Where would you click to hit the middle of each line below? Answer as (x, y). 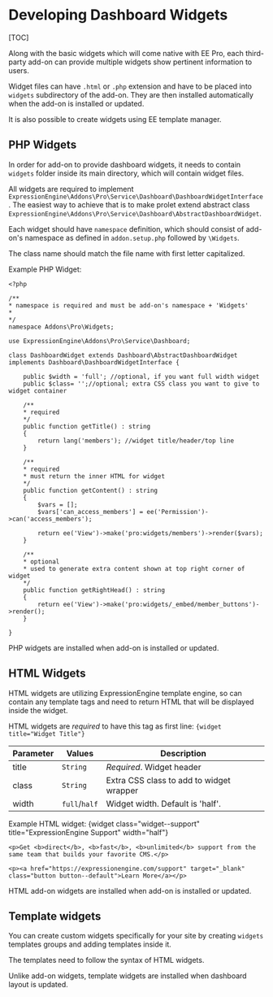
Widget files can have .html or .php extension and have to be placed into (130, 86)
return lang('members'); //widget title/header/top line (136, 441)
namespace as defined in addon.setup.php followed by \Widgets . (132, 237)
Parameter (33, 753)
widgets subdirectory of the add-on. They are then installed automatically (131, 94)
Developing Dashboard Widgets (118, 15)
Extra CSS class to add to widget (169, 780)
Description (183, 753)
